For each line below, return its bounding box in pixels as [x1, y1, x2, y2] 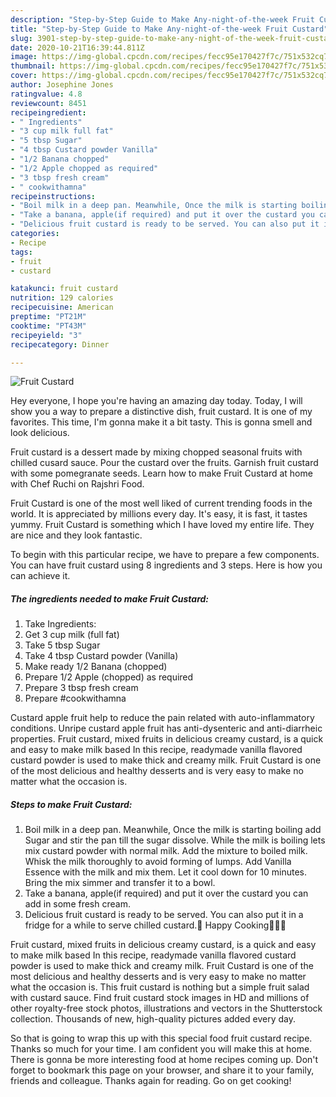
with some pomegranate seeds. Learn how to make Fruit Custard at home [10, 467, 313, 480]
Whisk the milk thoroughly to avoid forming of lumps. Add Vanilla [24, 856, 292, 868]
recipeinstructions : [10, 191, 97, 201]
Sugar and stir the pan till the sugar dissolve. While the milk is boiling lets [24, 834, 326, 846]
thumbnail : [10, 61, 56, 71]
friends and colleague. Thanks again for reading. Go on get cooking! [10, 1075, 292, 1087]
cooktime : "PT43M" [10, 321, 87, 331]
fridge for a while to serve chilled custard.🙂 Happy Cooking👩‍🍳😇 [24, 919, 287, 931]
